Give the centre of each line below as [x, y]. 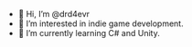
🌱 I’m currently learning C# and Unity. [89, 33]
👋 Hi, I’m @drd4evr [53, 14]
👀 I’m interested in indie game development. [101, 23]
